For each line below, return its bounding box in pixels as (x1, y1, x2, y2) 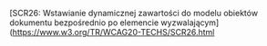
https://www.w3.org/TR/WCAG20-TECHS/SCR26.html (12, 27, 215, 37)
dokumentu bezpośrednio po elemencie (9, 17, 159, 28)
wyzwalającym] (160, 17, 220, 28)
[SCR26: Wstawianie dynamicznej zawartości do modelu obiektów (9, 8, 258, 18)
